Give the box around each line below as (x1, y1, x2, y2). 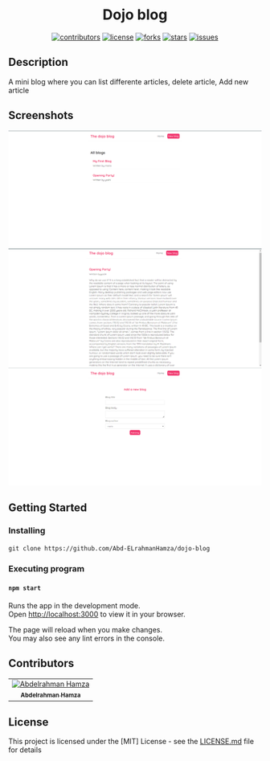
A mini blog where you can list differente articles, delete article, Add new (8, 76, 249, 86)
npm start (8, 584, 42, 592)
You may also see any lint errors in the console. (8, 633, 165, 643)
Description (8, 55, 68, 69)
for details (8, 745, 42, 755)
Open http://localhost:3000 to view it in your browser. (8, 609, 186, 619)
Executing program (8, 563, 85, 574)
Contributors (8, 657, 75, 670)
